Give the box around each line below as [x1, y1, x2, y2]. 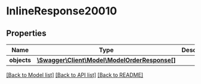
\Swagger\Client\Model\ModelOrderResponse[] [36, 56, 176, 64]
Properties [6, 28, 47, 38]
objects [9, 56, 31, 64]
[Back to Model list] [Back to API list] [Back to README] [6, 71, 144, 79]
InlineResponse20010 [6, 4, 117, 18]
